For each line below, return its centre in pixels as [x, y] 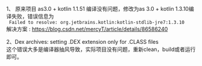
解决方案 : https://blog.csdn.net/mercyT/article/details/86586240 [87, 29]
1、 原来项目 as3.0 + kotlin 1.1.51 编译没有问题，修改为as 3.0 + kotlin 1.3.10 [97, 9]
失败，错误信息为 [33, 16]
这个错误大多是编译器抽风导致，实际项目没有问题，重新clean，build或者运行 [101, 49]
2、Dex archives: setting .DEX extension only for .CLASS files [82, 42]
